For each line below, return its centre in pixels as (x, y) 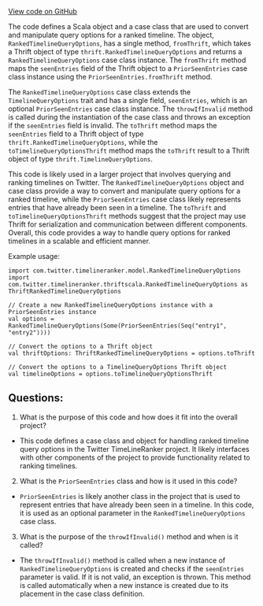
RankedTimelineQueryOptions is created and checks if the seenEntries (132, 568)
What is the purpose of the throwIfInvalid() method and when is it (129, 536)
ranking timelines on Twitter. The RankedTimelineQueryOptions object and (126, 183)
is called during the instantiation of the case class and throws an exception (129, 117)
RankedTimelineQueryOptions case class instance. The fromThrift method (127, 60)
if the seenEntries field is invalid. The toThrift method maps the (113, 126)
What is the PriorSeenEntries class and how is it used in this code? (128, 481)
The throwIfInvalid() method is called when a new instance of (122, 560)
